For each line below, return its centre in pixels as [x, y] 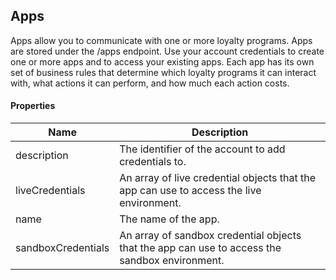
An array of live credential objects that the [218, 178]
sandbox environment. [172, 261]
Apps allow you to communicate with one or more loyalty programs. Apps [161, 40]
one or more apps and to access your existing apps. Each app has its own [162, 61]
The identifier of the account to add [202, 149]
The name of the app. [169, 219]
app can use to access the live [190, 191]
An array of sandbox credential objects [210, 236]
